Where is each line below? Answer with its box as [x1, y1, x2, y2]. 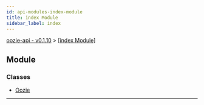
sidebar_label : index [6, 20, 61, 26]
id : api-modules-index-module [6, 8, 83, 15]
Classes [6, 72, 31, 81]
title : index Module [6, 15, 59, 21]
